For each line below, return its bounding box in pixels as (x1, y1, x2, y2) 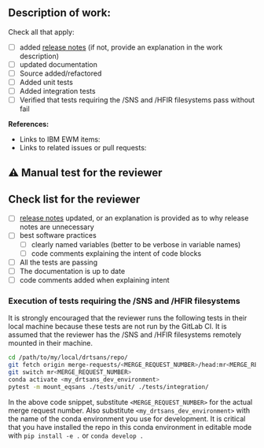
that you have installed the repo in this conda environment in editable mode (8, 422, 252, 431)
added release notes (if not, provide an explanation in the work (19, 43, 223, 52)
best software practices (19, 231, 97, 240)
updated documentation (19, 59, 98, 69)
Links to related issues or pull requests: (19, 143, 147, 153)
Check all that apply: (8, 27, 75, 36)
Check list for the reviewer (8, 192, 141, 205)
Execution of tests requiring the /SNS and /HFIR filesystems (8, 295, 241, 306)
